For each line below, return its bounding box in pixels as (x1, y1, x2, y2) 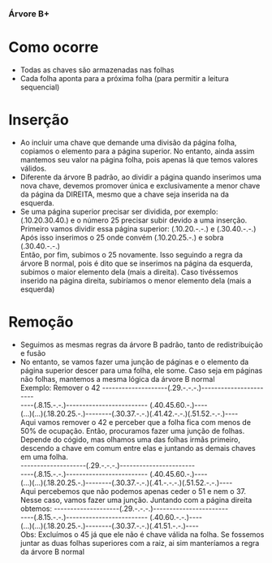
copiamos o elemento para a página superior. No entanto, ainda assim (19, 146, 255, 156)
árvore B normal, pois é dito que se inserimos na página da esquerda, (19, 258, 253, 268)
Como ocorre (8, 38, 99, 57)
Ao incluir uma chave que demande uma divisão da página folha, (19, 137, 237, 147)
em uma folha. (19, 452, 69, 461)
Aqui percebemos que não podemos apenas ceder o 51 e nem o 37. (19, 486, 246, 496)
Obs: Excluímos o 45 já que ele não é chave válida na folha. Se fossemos (19, 529, 265, 539)
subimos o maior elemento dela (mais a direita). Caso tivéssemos (19, 266, 239, 276)
